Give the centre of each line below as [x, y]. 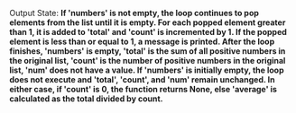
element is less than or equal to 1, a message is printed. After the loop [142, 41]
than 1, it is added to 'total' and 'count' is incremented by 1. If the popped [148, 32]
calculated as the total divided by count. [86, 99]
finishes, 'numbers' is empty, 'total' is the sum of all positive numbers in [148, 51]
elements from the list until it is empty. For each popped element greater [148, 22]
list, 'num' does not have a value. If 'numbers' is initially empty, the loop [147, 70]
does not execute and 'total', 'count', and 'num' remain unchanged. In [142, 79]
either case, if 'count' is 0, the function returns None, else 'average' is [143, 89]
